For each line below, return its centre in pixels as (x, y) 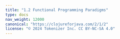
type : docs (17, 15)
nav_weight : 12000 (25, 19)
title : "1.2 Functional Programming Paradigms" (57, 10)
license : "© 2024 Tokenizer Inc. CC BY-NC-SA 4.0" (60, 29)
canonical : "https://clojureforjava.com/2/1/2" (57, 24)
